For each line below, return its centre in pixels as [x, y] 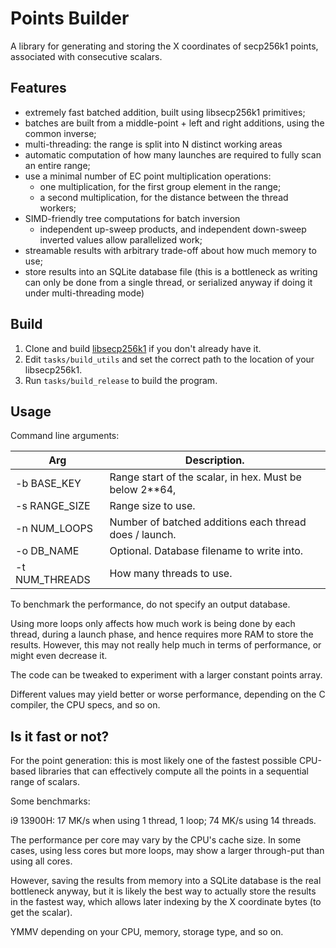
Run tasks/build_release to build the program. [121, 380]
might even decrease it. [59, 656]
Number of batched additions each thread [208, 522]
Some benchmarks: [50, 801]
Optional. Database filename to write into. [206, 551]
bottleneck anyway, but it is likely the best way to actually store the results [163, 891]
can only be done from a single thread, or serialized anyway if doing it [168, 282]
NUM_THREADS [53, 580]
